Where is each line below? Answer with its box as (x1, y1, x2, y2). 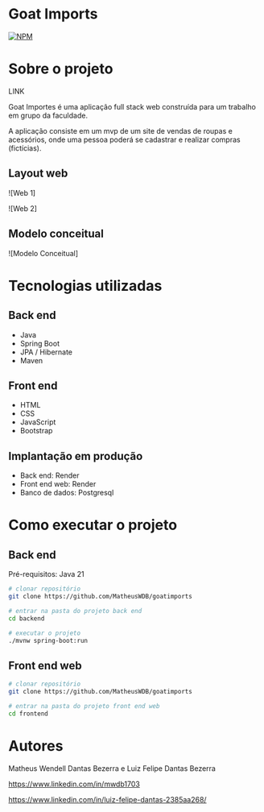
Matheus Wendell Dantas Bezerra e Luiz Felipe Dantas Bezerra (8, 763, 216, 773)
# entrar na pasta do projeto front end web (8, 702, 160, 710)
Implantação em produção (8, 449, 143, 463)
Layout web (8, 167, 68, 180)
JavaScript (19, 417, 56, 427)
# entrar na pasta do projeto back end (8, 607, 142, 615)
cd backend (8, 614, 45, 623)
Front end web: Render (19, 479, 97, 489)
